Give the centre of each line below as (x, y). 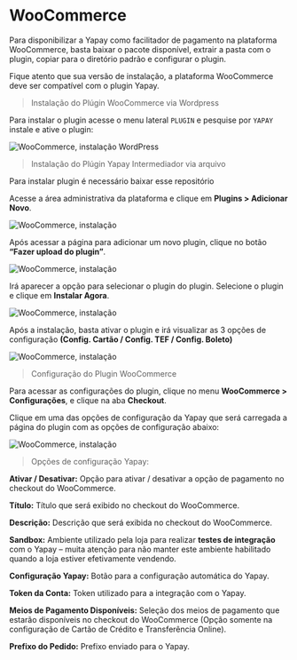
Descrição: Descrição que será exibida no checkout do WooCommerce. (141, 522)
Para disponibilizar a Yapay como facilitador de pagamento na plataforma (143, 40)
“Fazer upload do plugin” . (58, 251)
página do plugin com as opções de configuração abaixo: (114, 426)
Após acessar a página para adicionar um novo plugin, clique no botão (138, 242)
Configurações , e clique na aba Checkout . (88, 400)
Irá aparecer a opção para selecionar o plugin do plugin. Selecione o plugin (146, 286)
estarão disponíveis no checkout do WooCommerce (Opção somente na (141, 619)
